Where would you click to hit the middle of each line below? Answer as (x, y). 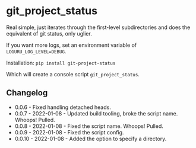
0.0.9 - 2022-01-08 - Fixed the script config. (69, 132)
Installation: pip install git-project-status (61, 63)
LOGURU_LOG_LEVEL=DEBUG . (36, 51)
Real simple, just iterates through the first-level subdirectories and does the (98, 27)
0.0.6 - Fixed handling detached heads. (63, 107)
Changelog (27, 93)
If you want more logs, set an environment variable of (72, 45)
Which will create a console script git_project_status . (73, 74)
